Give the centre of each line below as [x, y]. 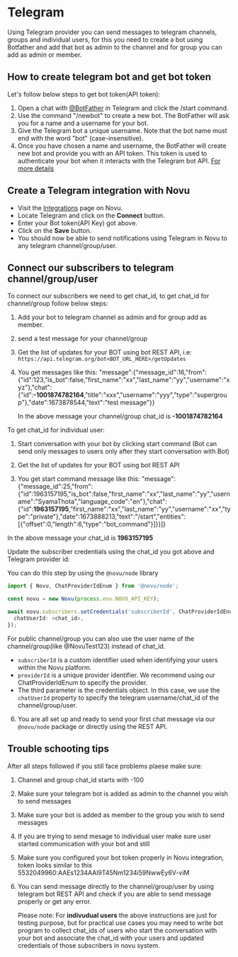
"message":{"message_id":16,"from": [153, 372]
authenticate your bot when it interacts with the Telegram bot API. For [119, 161]
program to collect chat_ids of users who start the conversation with [117, 930]
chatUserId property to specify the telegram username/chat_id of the [118, 698]
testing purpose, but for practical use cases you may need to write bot [120, 923]
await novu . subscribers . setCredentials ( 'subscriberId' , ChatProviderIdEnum [121, 612]
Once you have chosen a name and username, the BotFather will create [122, 146]
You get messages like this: [57, 372]
